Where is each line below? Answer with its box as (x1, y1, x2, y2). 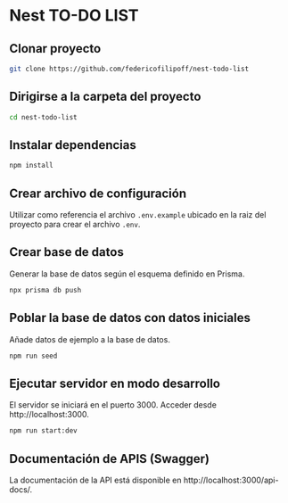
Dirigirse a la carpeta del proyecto (9, 89, 202, 104)
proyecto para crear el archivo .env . (9, 219, 141, 230)
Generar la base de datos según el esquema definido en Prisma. (9, 268, 245, 279)
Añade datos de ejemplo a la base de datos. (9, 334, 171, 344)
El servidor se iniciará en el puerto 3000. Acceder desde (9, 400, 217, 410)
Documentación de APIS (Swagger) (9, 451, 210, 466)
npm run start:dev (9, 426, 78, 435)
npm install (9, 161, 53, 170)
